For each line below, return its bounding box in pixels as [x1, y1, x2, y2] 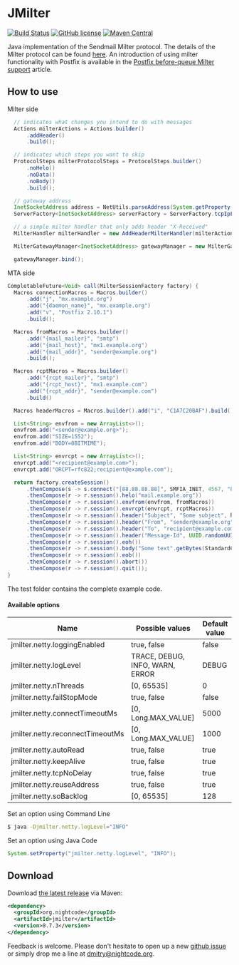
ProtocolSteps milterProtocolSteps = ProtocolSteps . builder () [14, 158, 202, 165]
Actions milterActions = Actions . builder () [14, 125, 144, 133]
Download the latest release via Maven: [7, 889, 123, 897]
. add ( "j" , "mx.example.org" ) [26, 296, 113, 303]
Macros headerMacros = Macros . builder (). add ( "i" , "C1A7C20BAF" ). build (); [14, 407, 237, 414]
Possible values [136, 623, 191, 633]
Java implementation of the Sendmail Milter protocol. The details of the [7, 42, 216, 51]
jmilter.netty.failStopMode [11, 692, 97, 702]
